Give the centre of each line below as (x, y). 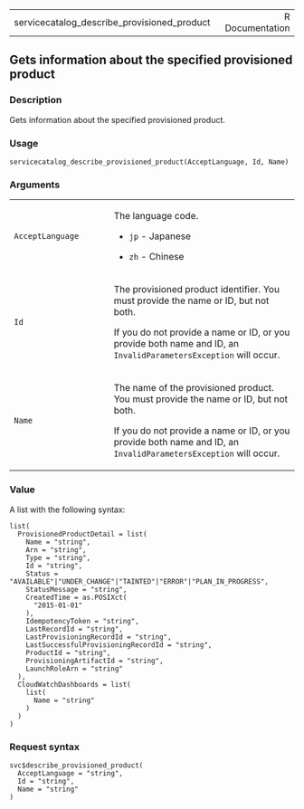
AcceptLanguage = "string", (71, 773)
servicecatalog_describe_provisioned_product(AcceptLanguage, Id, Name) (149, 162)
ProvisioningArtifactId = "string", (95, 661)
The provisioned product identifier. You (197, 290)
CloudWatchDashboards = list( (74, 684)
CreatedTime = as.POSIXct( (76, 597)
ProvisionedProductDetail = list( (82, 534)
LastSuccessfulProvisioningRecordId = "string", (119, 645)
